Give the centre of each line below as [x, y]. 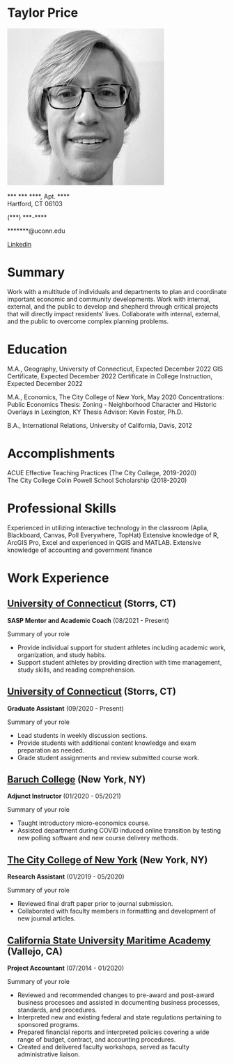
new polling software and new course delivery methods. [98, 838]
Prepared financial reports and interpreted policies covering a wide [113, 1032]
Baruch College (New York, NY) [77, 779]
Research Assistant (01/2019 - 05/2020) [66, 877]
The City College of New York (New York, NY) [108, 859]
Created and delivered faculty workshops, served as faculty [103, 1047]
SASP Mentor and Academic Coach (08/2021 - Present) [88, 620]
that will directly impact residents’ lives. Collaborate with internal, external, [114, 314]
